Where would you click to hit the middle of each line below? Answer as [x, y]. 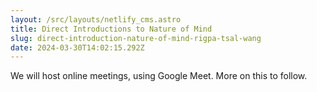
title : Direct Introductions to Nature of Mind [111, 29]
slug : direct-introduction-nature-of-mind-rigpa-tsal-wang [136, 38]
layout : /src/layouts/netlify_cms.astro [96, 19]
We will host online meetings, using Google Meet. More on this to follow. [159, 76]
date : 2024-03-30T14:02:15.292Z [77, 47]
